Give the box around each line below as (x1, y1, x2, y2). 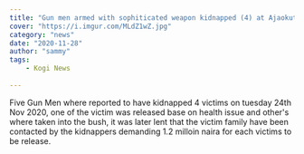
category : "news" (9, 30, 75, 39)
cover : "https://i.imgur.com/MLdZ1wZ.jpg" (9, 22, 172, 31)
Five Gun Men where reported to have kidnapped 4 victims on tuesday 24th (9, 97, 292, 108)
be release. (9, 135, 52, 146)
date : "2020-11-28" (9, 38, 83, 48)
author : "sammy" (9, 47, 71, 56)
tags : (9, 55, 30, 64)
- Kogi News (25, 64, 71, 73)
